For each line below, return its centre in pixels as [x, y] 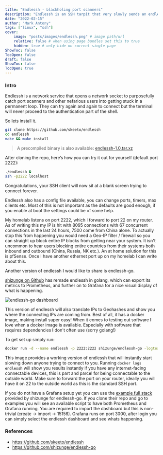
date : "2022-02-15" [25, 18]
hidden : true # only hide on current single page [65, 46]
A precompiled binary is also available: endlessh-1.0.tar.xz [75, 148]
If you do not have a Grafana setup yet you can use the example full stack [79, 393]
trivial [10, 414]
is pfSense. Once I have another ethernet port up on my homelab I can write [81, 256]
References [19, 431]
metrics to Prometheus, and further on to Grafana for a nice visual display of [81, 285]
